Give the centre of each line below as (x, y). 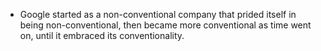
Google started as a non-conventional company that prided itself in (158, 14)
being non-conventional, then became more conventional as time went (165, 25)
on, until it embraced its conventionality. (102, 35)
